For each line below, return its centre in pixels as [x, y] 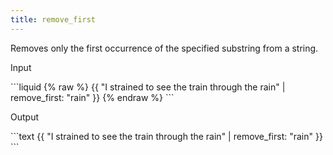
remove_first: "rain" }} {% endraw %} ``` [92, 97]
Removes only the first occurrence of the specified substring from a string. [164, 48]
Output [24, 117]
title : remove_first [53, 19]
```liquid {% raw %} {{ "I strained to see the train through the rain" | [148, 87]
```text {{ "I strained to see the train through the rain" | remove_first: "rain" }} [166, 136]
